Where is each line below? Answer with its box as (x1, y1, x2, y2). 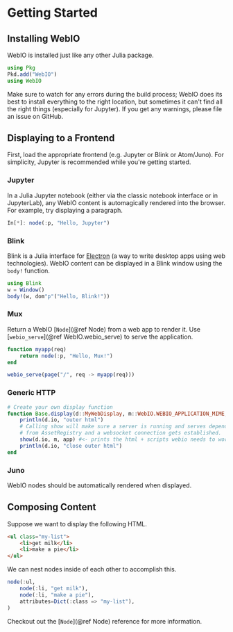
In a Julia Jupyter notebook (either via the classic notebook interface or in (7, 191, 218, 200)
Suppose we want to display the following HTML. (7, 519, 147, 528)
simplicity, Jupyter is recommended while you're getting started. (7, 158, 191, 166)
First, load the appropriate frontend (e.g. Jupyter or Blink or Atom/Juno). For (7, 151, 224, 159)
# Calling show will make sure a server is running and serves (19, 423, 207, 430)
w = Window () (7, 286, 45, 293)
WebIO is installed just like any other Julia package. (7, 51, 154, 59)
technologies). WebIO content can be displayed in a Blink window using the (7, 259, 223, 267)
